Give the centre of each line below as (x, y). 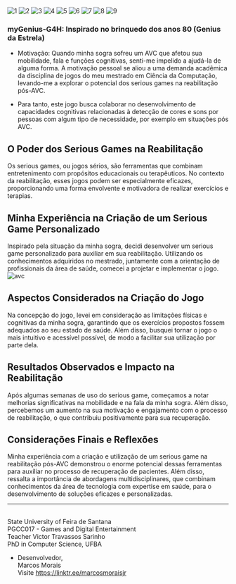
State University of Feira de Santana (59, 522)
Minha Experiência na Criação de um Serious (107, 218)
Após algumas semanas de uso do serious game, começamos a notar (108, 395)
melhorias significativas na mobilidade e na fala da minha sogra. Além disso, (118, 402)
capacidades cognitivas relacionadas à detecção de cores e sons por (118, 112)
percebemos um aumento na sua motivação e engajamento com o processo (117, 410)
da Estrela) (26, 37)
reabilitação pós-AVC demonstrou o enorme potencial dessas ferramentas (115, 464)
